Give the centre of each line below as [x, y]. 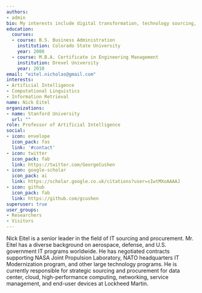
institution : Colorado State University [69, 46]
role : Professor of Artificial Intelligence [63, 125]
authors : [17, 12]
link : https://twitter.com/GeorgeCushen [63, 165]
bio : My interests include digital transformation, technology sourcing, [102, 23]
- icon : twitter [27, 153]
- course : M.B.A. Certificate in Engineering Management [85, 57]
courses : [23, 35]
